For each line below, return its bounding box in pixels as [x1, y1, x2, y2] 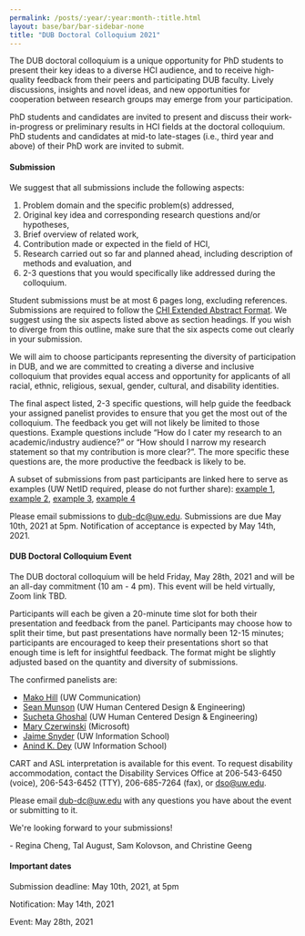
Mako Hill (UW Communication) [22, 692, 141, 703]
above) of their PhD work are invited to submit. [9, 140, 185, 151]
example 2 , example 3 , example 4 [9, 493, 136, 504]
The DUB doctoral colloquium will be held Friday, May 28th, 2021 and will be [9, 571, 295, 581]
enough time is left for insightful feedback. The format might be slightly [9, 646, 276, 657]
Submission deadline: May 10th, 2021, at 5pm [9, 880, 179, 891]
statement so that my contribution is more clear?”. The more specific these [9, 446, 290, 457]
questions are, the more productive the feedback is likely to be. [9, 456, 247, 467]
